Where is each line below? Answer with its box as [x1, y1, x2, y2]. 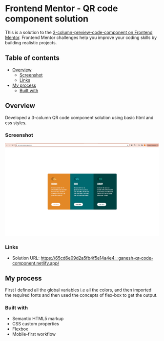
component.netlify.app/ [12, 260, 60, 266]
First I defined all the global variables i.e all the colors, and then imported [5, 287, 152, 293]
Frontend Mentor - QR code [5, 3, 118, 14]
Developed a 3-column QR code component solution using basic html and [5, 114, 154, 120]
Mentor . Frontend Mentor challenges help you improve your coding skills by [5, 35, 157, 40]
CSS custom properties [12, 321, 60, 326]
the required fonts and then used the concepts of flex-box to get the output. [5, 292, 158, 298]
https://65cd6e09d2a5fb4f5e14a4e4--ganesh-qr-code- [41, 255, 154, 261]
